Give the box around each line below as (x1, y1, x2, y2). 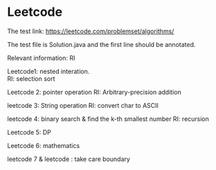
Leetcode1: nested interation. (7, 67, 90, 75)
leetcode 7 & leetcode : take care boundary (7, 155, 130, 163)
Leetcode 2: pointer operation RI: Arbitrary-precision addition (7, 88, 181, 96)
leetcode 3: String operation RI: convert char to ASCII (7, 101, 159, 109)
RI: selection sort (7, 74, 55, 83)
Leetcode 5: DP (7, 128, 52, 136)
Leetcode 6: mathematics (7, 141, 80, 149)
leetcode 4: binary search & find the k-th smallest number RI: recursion (7, 115, 210, 123)
